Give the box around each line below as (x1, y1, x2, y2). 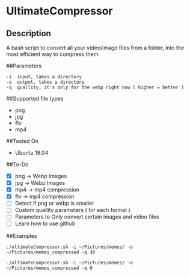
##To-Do (6, 161, 29, 168)
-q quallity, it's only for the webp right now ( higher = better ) (6, 84, 185, 90)
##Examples (6, 232, 37, 239)
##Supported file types (6, 95, 64, 102)
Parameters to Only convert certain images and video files (14, 213, 159, 220)
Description (6, 28, 51, 39)
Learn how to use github (14, 220, 76, 227)
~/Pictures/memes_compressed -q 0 (6, 265, 93, 271)
